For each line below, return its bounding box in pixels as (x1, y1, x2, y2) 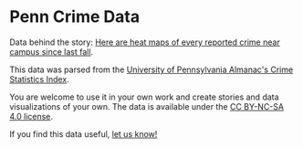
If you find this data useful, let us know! (9, 128, 158, 139)
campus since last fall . (9, 46, 94, 57)
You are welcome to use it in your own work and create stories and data (9, 91, 280, 102)
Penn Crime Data (9, 6, 140, 27)
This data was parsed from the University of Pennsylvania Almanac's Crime (9, 64, 294, 75)
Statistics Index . (9, 73, 70, 84)
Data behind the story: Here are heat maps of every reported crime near (9, 37, 280, 48)
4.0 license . (9, 111, 53, 122)
